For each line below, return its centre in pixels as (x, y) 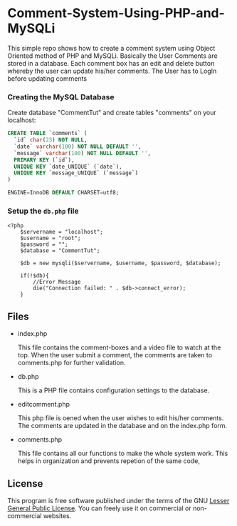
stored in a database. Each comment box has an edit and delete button (111, 63)
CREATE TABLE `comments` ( (47, 134)
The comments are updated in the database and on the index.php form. (122, 426)
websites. (57, 516)
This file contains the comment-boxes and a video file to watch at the (119, 347)
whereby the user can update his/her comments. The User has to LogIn (112, 71)
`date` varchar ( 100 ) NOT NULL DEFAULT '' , (78, 147)
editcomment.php (43, 405)
